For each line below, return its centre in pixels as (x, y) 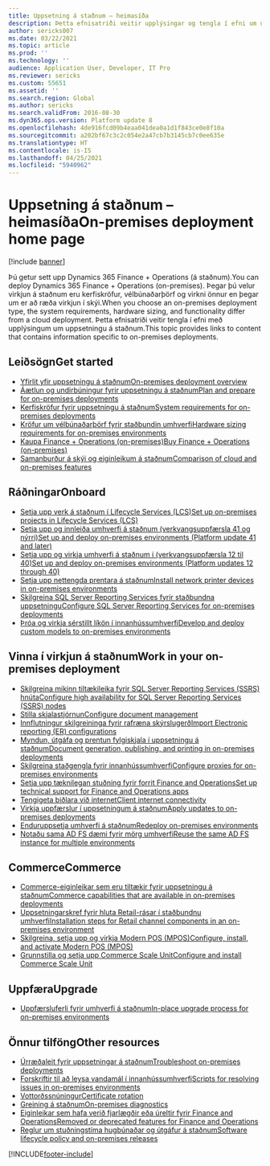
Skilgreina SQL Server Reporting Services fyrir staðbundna (117, 597)
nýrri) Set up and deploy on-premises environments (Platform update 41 (138, 537)
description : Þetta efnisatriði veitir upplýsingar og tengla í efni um (133, 23)
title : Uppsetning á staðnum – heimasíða (79, 16)
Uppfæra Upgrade (53, 989)
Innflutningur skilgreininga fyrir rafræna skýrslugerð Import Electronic (134, 723)
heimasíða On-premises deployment (131, 222)
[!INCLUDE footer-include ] (51, 1154)
